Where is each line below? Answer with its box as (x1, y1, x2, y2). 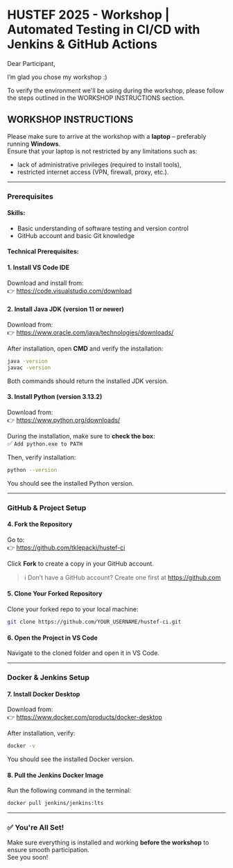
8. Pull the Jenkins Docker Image (7, 771, 104, 779)
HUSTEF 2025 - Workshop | (7, 7, 170, 23)
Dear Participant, (7, 59, 55, 67)
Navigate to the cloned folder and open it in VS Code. (7, 649, 159, 657)
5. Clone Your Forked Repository (7, 590, 103, 598)
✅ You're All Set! (7, 823, 64, 833)
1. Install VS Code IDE (7, 264, 70, 272)
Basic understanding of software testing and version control (17, 224, 189, 232)
